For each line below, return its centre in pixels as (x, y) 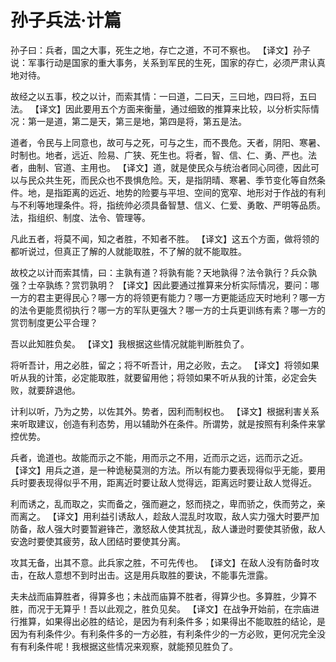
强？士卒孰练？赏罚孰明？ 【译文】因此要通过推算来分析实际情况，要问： (160, 285)
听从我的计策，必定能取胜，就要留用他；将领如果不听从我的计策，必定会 (159, 377)
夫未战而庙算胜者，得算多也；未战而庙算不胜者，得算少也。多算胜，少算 (159, 596)
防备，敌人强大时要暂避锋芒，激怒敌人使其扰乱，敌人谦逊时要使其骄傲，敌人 (168, 528)
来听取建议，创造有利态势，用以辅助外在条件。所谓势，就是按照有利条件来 (163, 423)
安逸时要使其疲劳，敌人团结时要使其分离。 (98, 541)
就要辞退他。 (54, 390)
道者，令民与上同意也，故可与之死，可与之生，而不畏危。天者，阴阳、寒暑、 (168, 142)
